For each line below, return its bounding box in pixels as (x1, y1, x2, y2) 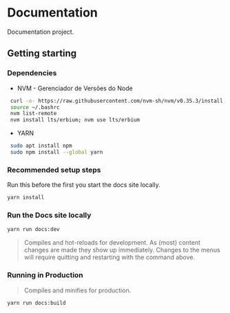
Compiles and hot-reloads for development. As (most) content (23, 239, 201, 247)
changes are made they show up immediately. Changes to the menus (23, 246, 220, 254)
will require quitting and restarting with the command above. (23, 253, 196, 261)
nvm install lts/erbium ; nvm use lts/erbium (10, 117, 140, 123)
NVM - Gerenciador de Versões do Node (17, 84, 133, 92)
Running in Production (7, 270, 84, 280)
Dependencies (7, 68, 57, 78)
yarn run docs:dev (7, 226, 60, 233)
